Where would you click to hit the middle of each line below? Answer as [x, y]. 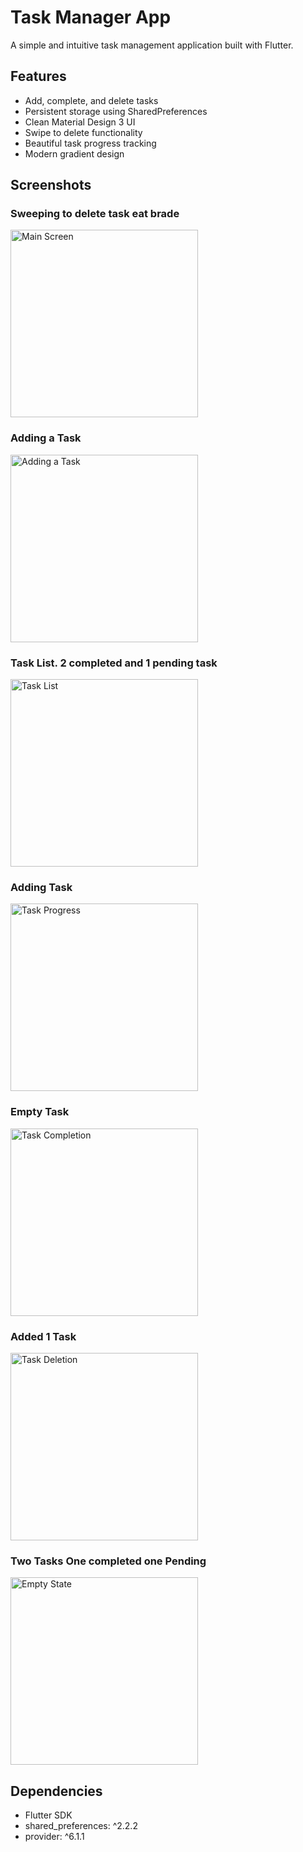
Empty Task [40, 1112]
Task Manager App [91, 17]
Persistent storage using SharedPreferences [116, 111]
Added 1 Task [43, 1336]
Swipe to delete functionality [83, 132]
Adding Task [41, 887]
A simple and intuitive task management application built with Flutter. [152, 45]
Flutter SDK [48, 1815]
